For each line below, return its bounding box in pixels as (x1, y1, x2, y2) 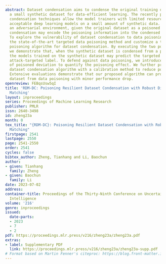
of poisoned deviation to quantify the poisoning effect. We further (9, 62, 156, 67)
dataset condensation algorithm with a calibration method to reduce (9, 67, 156, 72)
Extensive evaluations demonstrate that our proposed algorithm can (9, 72, 154, 77)
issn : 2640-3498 (5, 108, 39, 114)
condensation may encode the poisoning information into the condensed (9, 30, 161, 35)
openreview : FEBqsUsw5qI (5, 81, 56, 86)
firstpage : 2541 (5, 132, 39, 137)
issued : (5, 210, 21, 215)
